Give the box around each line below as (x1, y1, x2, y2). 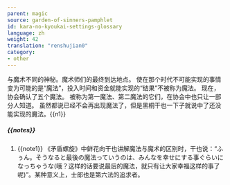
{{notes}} (7, 126, 36, 134)
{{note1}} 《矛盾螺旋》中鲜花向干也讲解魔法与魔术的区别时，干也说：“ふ (17, 144, 224, 152)
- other (7, 55, 30, 62)
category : (7, 49, 36, 56)
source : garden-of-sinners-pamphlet (7, 17, 113, 24)
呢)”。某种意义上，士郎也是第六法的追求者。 (17, 170, 144, 179)
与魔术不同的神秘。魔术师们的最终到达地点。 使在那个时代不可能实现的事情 (7, 75, 222, 83)
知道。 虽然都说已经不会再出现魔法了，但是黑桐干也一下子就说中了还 (19, 101, 215, 109)
